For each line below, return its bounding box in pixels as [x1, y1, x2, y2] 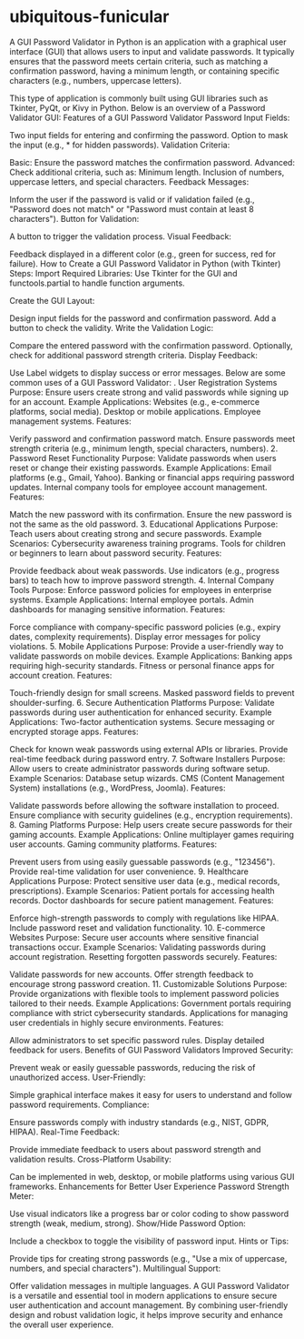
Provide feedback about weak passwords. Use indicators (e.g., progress [9, 565, 279, 576]
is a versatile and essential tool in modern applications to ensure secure [9, 1290, 278, 1301]
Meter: [9, 1190, 34, 1202]
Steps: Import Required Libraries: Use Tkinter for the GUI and [9, 267, 238, 278]
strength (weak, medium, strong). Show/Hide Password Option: [9, 1217, 247, 1229]
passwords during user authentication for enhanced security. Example [9, 707, 272, 718]
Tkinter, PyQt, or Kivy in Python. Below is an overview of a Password [9, 102, 266, 113]
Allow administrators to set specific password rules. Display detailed [9, 1034, 265, 1045]
